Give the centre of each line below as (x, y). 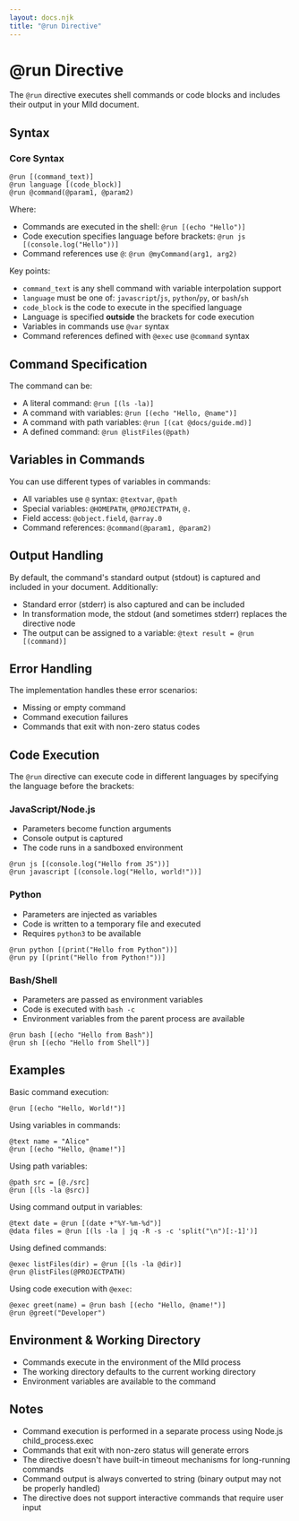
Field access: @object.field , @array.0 (92, 517)
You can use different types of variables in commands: (110, 482)
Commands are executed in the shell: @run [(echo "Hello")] (134, 227)
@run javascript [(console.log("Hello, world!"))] (106, 872)
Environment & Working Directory (105, 1340)
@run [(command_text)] (51, 177)
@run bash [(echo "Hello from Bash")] (81, 1035)
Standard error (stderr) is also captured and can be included (133, 604)
